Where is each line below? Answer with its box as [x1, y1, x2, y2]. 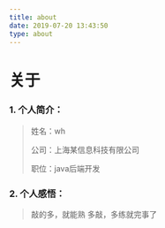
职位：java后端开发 [30, 163, 101, 173]
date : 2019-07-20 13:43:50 [9, 21, 109, 30]
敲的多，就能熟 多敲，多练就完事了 [30, 209, 157, 220]
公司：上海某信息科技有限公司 [30, 144, 139, 155]
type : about [9, 29, 53, 38]
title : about [9, 12, 57, 22]
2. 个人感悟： [9, 187, 65, 200]
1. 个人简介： [9, 103, 64, 116]
